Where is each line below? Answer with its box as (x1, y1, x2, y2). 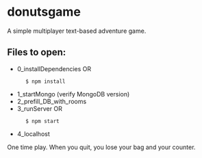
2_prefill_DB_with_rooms (16, 97, 87, 105)
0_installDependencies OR (16, 64, 92, 73)
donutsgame (7, 4, 81, 20)
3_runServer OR (16, 104, 63, 113)
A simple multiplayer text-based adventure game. (7, 27, 147, 35)
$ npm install (25, 78, 66, 85)
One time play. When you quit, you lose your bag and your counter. (7, 143, 196, 151)
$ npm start (25, 118, 60, 124)
